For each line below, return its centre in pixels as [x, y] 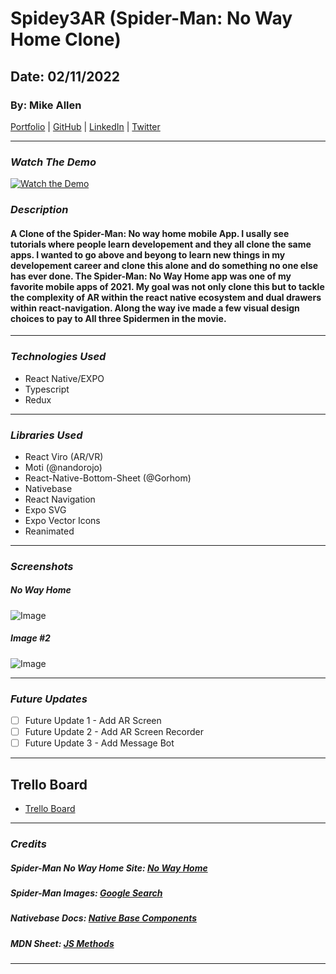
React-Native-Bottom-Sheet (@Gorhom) [108, 478]
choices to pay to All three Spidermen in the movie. [118, 318]
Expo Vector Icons [62, 520]
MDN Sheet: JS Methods [62, 943]
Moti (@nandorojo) [63, 467]
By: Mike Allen [46, 105]
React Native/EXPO [64, 378]
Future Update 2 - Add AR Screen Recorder [114, 732]
